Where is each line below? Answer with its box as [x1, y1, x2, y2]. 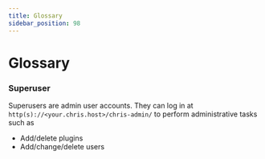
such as [8, 117, 35, 127]
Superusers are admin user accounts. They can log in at [8, 100, 194, 110]
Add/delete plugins [19, 133, 84, 143]
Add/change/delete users [19, 141, 105, 151]
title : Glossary [8, 11, 63, 20]
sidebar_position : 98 [8, 19, 81, 27]
